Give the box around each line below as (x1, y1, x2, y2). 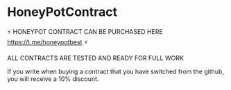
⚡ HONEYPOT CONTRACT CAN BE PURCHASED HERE (7, 27, 163, 35)
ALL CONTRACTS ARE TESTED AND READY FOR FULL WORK (7, 53, 184, 62)
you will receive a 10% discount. (7, 74, 99, 83)
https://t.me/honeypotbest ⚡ (7, 37, 88, 46)
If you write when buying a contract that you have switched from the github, (7, 67, 224, 75)
